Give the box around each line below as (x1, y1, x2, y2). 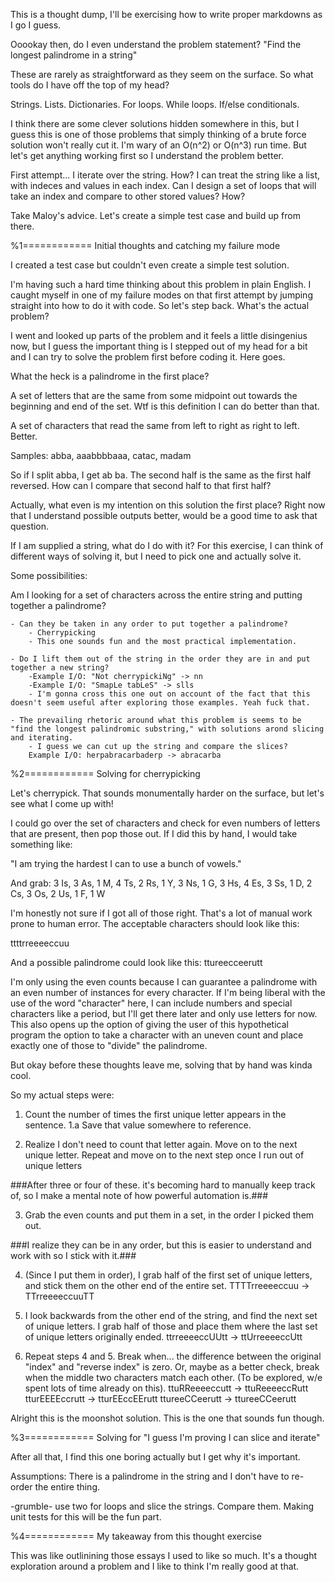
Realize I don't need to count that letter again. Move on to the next (24, 1139, 298, 1150)
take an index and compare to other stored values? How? (10, 190, 246, 202)
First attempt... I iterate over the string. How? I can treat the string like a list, (10, 169, 320, 181)
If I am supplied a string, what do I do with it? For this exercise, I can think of (10, 540, 324, 551)
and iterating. (10, 733, 74, 743)
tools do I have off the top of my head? (10, 79, 170, 91)
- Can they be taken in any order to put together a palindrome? (10, 619, 288, 629)
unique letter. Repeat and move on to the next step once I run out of (24, 1149, 305, 1161)
